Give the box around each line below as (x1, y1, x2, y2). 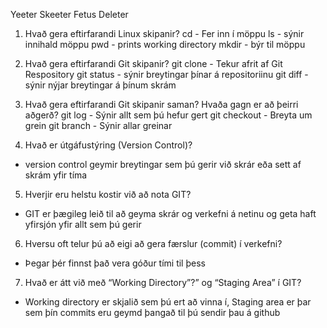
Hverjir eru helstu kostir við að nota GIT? (24, 189, 192, 200)
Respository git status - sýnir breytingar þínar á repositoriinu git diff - (24, 69, 309, 80)
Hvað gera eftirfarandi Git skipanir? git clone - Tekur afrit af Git (24, 58, 283, 69)
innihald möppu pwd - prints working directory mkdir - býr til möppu (24, 39, 306, 50)
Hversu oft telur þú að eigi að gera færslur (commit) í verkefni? (24, 238, 283, 249)
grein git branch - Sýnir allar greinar (24, 120, 173, 131)
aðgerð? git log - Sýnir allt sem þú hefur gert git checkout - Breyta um (24, 109, 313, 121)
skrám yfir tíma (24, 169, 88, 181)
